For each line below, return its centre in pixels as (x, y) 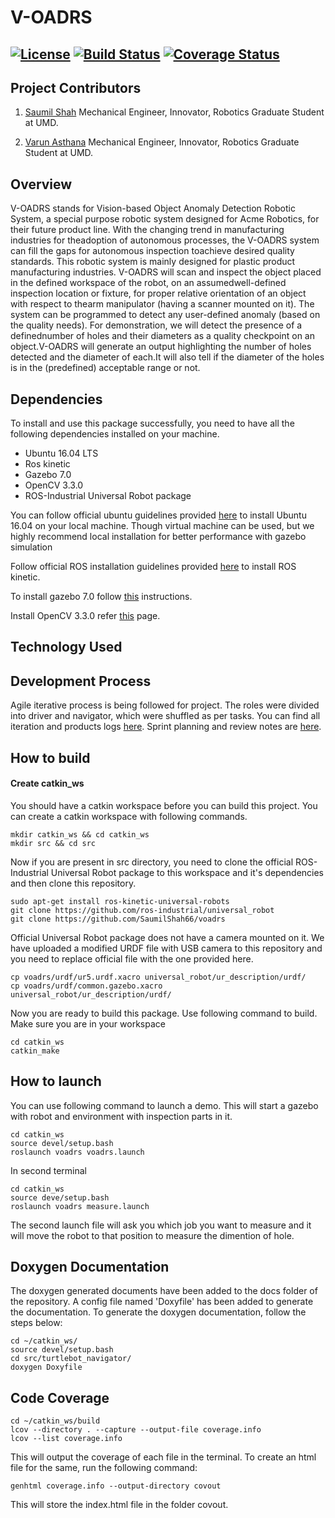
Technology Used (66, 647)
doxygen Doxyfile (46, 1367)
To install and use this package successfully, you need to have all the (152, 423)
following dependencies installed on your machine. (115, 434)
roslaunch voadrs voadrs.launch (77, 1152)
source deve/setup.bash (60, 1197)
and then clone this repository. (73, 883)
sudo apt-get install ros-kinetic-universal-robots (120, 901)
